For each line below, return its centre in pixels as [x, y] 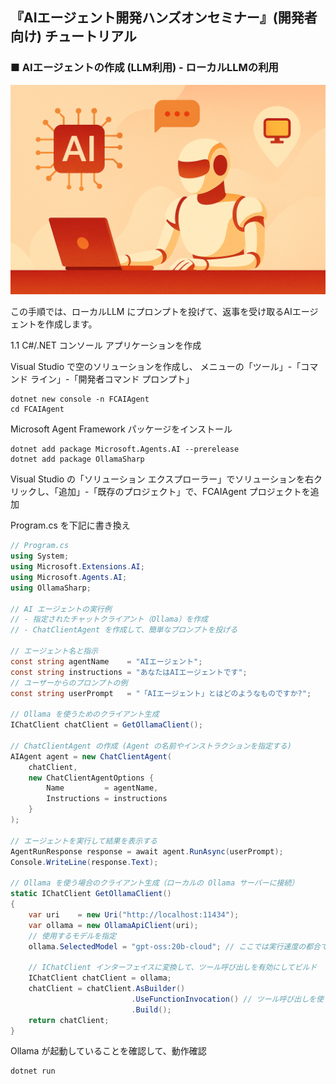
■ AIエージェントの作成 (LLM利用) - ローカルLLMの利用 [144, 68]
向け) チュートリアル [73, 36]
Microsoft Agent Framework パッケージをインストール [121, 429]
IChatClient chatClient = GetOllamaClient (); [106, 725]
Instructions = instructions [107, 799]
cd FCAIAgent [37, 409]
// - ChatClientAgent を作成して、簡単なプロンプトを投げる [124, 630]
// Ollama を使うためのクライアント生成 [85, 714]
